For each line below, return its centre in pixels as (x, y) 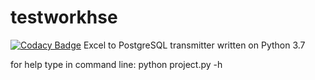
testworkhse (64, 17)
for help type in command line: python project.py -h (116, 64)
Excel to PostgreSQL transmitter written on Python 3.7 (194, 45)
